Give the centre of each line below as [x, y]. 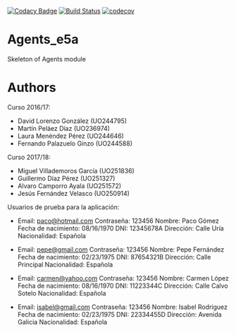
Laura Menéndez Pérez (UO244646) [71, 136]
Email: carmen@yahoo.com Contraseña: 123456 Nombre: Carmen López [123, 278]
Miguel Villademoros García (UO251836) [76, 170]
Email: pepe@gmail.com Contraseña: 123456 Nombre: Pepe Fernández [120, 249]
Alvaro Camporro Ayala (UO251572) [69, 186]
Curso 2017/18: [29, 157]
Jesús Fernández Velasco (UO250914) [74, 193]
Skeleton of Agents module [47, 59]
